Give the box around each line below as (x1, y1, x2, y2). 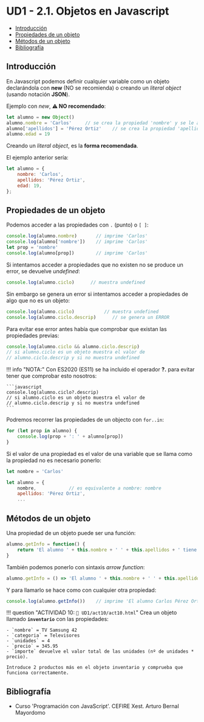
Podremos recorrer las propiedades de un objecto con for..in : (6, 416, 164, 424)
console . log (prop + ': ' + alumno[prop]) (17, 433, 123, 440)
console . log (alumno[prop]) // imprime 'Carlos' (6, 250, 148, 256)
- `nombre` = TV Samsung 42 (6, 627, 78, 634)
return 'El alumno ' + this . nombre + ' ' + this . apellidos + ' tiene (17, 547, 197, 553)
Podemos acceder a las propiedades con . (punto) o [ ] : (6, 221, 149, 229)
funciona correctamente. (6, 670, 69, 676)
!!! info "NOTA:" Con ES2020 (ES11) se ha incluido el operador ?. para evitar (6, 366, 195, 373)
